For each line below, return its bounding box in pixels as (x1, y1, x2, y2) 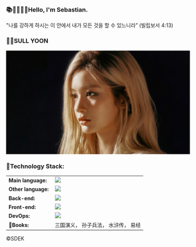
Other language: (8, 186, 49, 193)
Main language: (8, 177, 47, 184)
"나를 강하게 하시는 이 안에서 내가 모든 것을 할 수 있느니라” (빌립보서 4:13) (6, 22, 174, 29)
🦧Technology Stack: (6, 162, 65, 170)
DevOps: (8, 212, 30, 219)
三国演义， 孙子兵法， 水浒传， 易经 (54, 222, 141, 229)
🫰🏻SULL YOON (6, 37, 48, 45)
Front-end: (8, 203, 36, 210)
